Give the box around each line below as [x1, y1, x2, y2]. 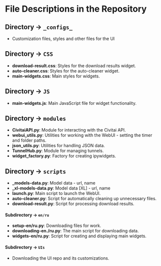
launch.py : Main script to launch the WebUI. [12, 190, 101, 196]
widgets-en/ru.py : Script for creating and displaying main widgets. [12, 233, 147, 239]
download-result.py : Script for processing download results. [12, 201, 135, 207]
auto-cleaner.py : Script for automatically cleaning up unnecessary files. [12, 196, 157, 202]
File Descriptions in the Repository [5, 3, 147, 15]
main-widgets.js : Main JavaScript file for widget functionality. [12, 100, 137, 106]
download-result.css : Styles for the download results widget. [12, 62, 136, 69]
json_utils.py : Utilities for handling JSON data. [12, 143, 105, 149]
